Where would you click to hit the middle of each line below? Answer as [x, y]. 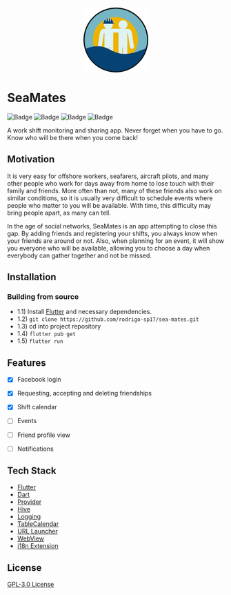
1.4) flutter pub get [47, 334]
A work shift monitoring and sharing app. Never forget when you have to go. [115, 130]
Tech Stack [32, 471]
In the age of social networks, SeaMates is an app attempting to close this [112, 226]
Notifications [35, 449]
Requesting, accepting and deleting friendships [84, 393]
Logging [29, 517]
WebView [31, 538]
